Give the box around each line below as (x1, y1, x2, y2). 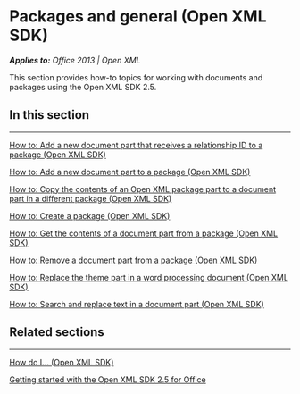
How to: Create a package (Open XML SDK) (9, 210, 171, 221)
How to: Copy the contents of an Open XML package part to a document (9, 183, 277, 194)
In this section (9, 107, 90, 122)
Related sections (9, 324, 104, 340)
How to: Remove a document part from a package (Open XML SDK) (9, 255, 258, 265)
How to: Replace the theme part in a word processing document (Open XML (9, 272, 288, 282)
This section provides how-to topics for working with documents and (9, 71, 263, 82)
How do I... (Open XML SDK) (9, 356, 114, 367)
